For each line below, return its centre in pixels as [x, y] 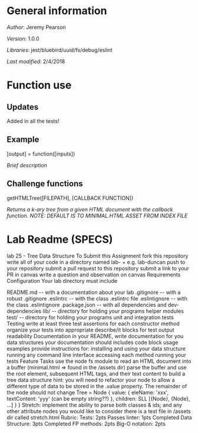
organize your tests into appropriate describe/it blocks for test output [90, 330]
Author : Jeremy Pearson [37, 27]
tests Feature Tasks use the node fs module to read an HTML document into [99, 361]
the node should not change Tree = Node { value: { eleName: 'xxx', [88, 392]
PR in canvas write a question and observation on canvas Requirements [94, 275]
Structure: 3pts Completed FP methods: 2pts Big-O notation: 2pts [86, 424]
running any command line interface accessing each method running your [96, 355]
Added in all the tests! [33, 121]
